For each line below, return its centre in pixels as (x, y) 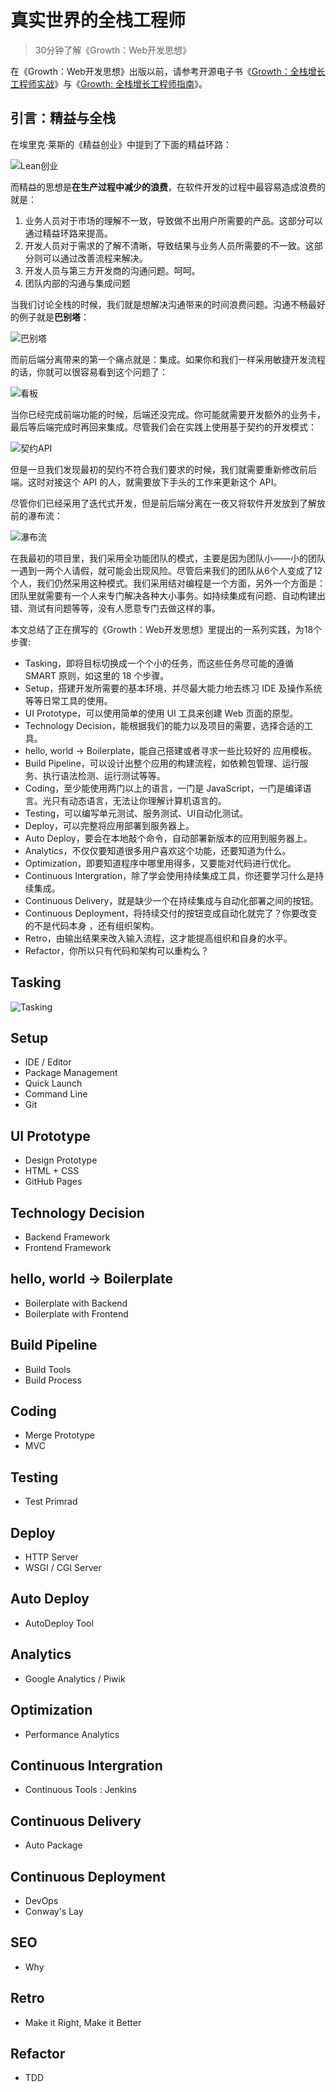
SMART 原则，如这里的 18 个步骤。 (97, 675)
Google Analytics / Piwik (75, 1678)
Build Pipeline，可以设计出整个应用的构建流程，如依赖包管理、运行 (162, 763)
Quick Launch (53, 1083)
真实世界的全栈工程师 (98, 20)
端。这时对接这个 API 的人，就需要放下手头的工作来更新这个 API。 (146, 482)
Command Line (56, 1094)
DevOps (41, 1900)
